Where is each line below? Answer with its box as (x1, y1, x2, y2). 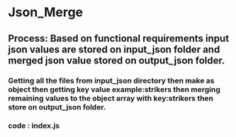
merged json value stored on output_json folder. (8, 54, 225, 66)
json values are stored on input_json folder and (8, 43, 220, 55)
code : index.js (8, 121, 60, 131)
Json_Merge (8, 4, 84, 20)
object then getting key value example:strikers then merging (8, 84, 220, 94)
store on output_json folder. (8, 102, 106, 112)
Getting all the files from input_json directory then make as (8, 76, 215, 85)
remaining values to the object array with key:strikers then (8, 93, 214, 103)
